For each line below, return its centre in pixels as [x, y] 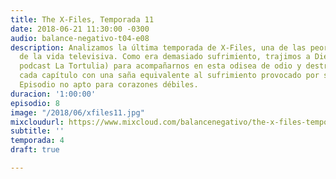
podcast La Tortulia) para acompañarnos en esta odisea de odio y [160, 66]
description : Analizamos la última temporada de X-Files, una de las [158, 47]
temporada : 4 [37, 141]
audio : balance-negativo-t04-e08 [80, 38]
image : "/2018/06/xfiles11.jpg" [77, 112]
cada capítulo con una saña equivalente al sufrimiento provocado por [169, 76]
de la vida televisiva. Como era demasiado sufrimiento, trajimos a [165, 57]
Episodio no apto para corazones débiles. [109, 85]
